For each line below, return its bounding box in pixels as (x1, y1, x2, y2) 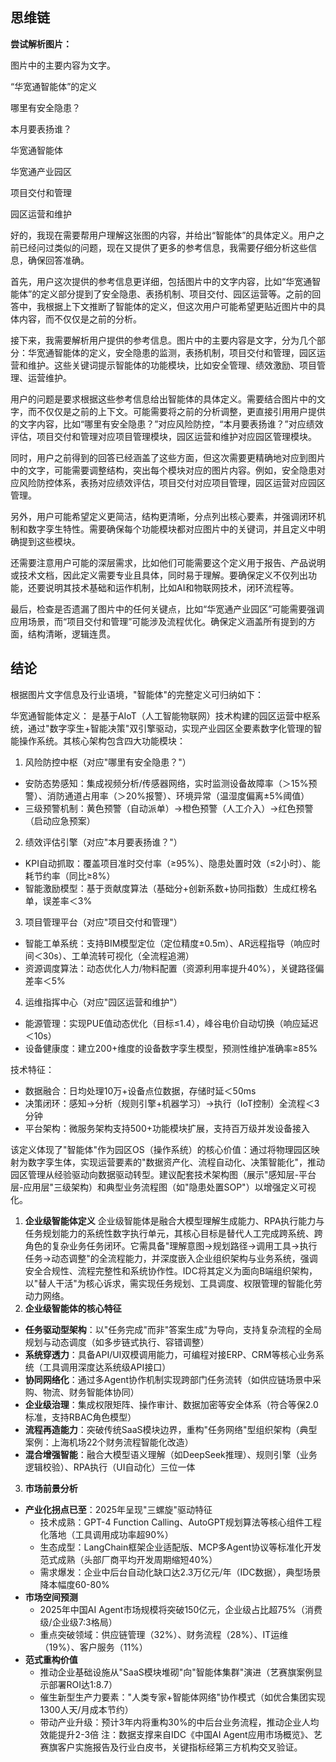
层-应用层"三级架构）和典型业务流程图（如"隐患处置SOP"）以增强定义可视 (10, 1181, 317, 1193)
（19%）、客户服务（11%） (39, 1641, 148, 1653)
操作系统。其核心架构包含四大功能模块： (18, 734, 186, 747)
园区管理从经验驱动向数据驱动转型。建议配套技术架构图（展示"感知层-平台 (10, 1168, 317, 1180)
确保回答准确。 (27, 254, 90, 266)
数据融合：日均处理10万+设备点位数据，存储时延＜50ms (24, 1084, 257, 1097)
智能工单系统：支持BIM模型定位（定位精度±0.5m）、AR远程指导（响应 (24, 937, 312, 949)
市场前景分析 (24, 1482, 78, 1494)
